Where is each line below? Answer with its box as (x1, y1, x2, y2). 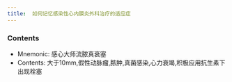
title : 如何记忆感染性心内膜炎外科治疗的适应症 (7, 10, 131, 17)
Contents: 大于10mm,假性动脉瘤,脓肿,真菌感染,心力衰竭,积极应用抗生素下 (17, 58, 226, 67)
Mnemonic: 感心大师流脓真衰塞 (17, 49, 107, 58)
